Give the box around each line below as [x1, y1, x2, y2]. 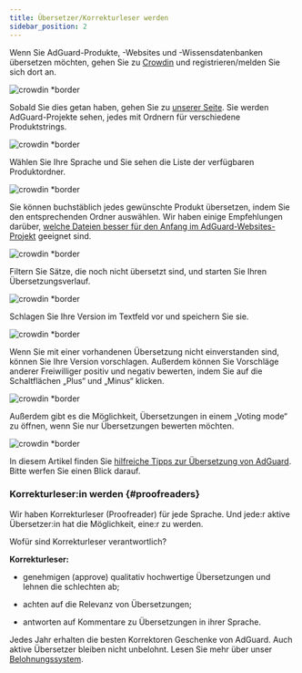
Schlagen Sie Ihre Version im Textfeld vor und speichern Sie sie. [9, 311, 249, 322]
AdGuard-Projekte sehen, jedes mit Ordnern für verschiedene [9, 111, 241, 122]
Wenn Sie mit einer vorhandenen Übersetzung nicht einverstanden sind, [9, 346, 280, 357]
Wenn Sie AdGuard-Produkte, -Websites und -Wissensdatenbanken [9, 47, 264, 57]
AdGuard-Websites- [200, 221, 276, 232]
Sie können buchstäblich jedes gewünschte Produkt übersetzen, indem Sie [9, 202, 290, 212]
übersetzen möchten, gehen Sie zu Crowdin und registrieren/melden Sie [9, 57, 280, 67]
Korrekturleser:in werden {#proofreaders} [9, 488, 200, 501]
